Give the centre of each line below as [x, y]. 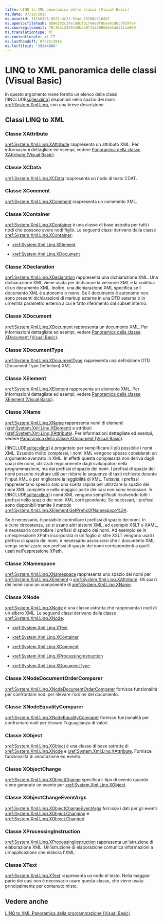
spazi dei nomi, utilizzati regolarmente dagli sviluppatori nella [66, 463]
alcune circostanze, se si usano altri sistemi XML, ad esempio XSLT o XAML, [81, 525]
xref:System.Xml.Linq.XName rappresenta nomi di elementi [64, 423]
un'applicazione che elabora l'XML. [40, 852]
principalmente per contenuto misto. [41, 886]
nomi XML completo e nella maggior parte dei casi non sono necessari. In [79, 489]
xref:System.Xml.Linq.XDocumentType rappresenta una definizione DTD [78, 360]
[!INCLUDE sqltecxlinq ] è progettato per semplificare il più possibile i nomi [79, 448]
